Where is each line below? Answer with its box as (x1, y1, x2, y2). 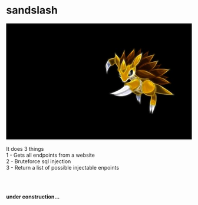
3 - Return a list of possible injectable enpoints (6, 164, 120, 171)
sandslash (6, 4, 58, 17)
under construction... (6, 193, 60, 200)
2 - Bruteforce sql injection (6, 157, 71, 165)
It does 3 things (6, 145, 44, 152)
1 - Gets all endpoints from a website (6, 151, 95, 158)
